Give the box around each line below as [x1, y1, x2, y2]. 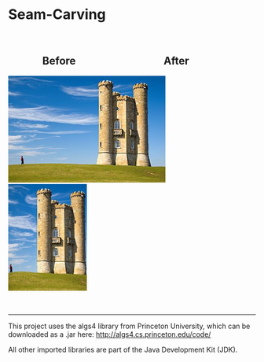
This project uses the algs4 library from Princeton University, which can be [8, 321, 251, 331]
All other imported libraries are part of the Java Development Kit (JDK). [8, 345, 238, 354]
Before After [42, 54, 189, 68]
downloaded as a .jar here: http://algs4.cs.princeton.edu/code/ [8, 329, 211, 339]
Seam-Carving [8, 6, 106, 24]
